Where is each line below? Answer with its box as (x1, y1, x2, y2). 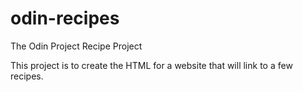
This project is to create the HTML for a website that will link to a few (10, 59, 293, 71)
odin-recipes (10, 7, 120, 30)
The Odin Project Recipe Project (10, 40, 143, 52)
